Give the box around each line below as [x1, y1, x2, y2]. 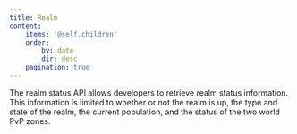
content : [9, 21, 42, 30]
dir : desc [41, 54, 78, 63]
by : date [41, 46, 74, 55]
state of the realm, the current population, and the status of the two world [9, 106, 280, 117]
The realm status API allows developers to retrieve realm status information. [9, 87, 289, 98]
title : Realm [9, 13, 58, 22]
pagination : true [25, 63, 90, 72]
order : [25, 38, 50, 47]
